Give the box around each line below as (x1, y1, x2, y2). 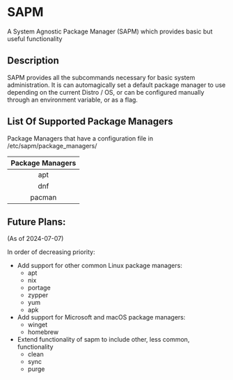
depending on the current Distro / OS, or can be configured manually (7, 88, 204, 96)
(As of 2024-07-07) (7, 235, 64, 243)
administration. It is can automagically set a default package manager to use (7, 81, 226, 89)
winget (27, 321, 48, 329)
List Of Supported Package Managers (7, 116, 173, 127)
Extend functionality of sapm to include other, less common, (17, 335, 190, 344)
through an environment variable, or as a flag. (7, 95, 138, 104)
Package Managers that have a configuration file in (7, 134, 154, 143)
